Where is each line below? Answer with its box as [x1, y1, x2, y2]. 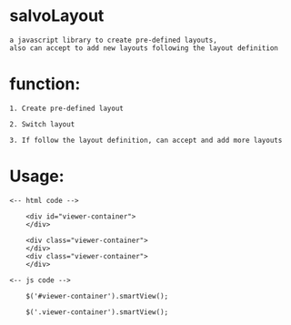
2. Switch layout [9, 119, 75, 128]
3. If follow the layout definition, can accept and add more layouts [9, 136, 283, 145]
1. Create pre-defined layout [9, 104, 125, 113]
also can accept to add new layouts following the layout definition [9, 43, 279, 53]
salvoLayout [9, 5, 105, 26]
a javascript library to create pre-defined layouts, [9, 36, 218, 45]
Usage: [9, 166, 65, 187]
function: [9, 74, 81, 95]
